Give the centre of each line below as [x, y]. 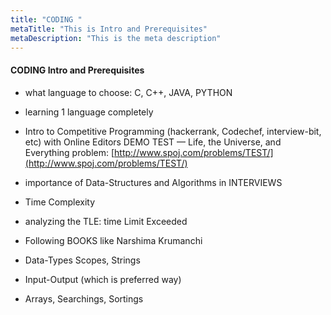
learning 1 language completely [89, 112]
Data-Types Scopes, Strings [82, 260]
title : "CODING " [46, 19]
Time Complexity [60, 202]
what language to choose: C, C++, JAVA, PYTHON [128, 92]
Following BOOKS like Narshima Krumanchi [113, 240]
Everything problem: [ [69, 152]
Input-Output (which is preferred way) [103, 279]
